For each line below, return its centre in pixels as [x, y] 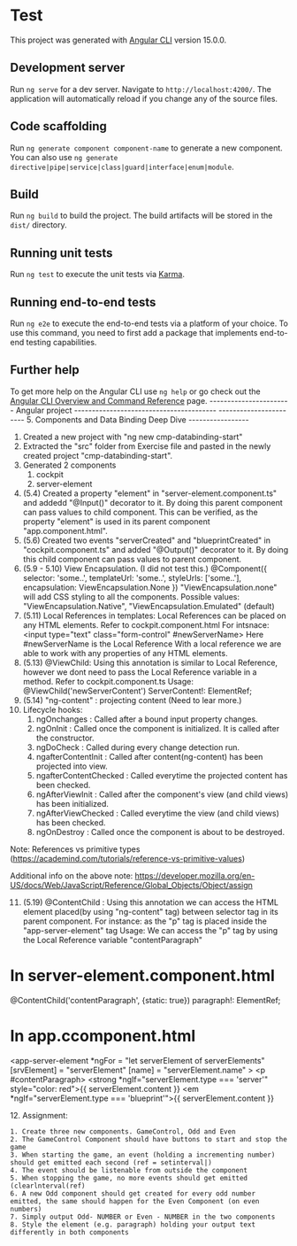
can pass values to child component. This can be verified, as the [141, 512]
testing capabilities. [61, 342]
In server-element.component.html [142, 976]
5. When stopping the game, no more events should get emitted [129, 1178]
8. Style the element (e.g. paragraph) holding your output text [133, 1224]
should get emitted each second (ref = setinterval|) [111, 1162]
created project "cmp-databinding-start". [98, 455]
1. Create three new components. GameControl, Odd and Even [123, 1131]
